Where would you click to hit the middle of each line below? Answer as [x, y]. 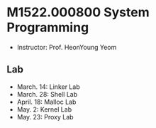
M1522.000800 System [78, 12]
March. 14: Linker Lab [48, 87]
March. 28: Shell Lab [47, 94]
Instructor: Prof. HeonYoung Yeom [67, 47]
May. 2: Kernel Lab [44, 109]
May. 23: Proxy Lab [45, 117]
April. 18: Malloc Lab [46, 102]
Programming [48, 27]
